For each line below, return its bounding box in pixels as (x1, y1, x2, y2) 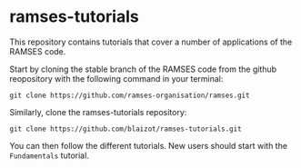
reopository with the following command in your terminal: (9, 73, 224, 84)
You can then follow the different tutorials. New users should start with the (9, 140, 288, 151)
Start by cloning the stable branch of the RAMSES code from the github (9, 64, 277, 74)
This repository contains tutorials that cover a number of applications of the (9, 36, 293, 47)
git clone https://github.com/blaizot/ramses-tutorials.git (9, 124, 243, 133)
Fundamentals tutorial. (9, 150, 89, 161)
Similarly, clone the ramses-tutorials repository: (9, 106, 187, 117)
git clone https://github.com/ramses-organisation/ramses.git (9, 91, 250, 100)
